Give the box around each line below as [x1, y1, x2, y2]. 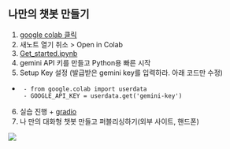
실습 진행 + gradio [19, 106, 77, 116]
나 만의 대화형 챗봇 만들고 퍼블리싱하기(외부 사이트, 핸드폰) [19, 117, 199, 126]
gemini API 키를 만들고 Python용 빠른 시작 [19, 58, 151, 67]
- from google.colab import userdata [23, 85, 147, 93]
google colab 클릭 [19, 30, 77, 39]
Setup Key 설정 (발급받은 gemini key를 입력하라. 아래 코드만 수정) [19, 68, 223, 77]
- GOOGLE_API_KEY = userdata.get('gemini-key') [23, 91, 183, 100]
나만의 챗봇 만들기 [8, 7, 90, 21]
